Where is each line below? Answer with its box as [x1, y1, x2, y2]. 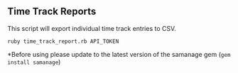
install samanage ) [7, 58, 61, 66]
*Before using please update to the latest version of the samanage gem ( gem [7, 50, 231, 58]
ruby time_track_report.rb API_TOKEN [7, 38, 119, 45]
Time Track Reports [7, 6, 97, 18]
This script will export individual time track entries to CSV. [7, 24, 176, 32]
